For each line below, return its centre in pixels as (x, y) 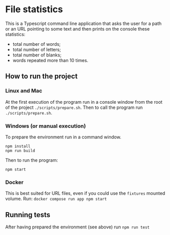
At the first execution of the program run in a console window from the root (84, 102)
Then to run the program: (32, 160)
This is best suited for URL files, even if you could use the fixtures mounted (85, 193)
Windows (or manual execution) (46, 126)
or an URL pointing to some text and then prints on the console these (78, 28)
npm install (18, 146)
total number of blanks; (37, 55)
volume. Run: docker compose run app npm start (56, 199)
